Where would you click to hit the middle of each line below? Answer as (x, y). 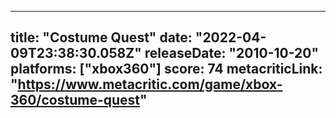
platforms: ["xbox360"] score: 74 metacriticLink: (166, 69)
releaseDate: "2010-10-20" (232, 53)
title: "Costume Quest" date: (101, 37)
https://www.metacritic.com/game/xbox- (150, 84)
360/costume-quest (75, 100)
